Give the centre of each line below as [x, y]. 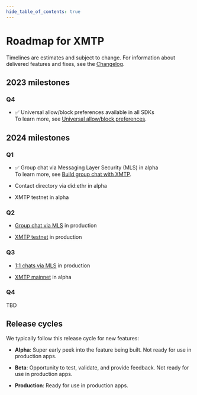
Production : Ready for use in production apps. [71, 385]
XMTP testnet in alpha [42, 197]
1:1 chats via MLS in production [52, 266]
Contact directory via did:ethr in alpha [61, 185]
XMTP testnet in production [48, 237]
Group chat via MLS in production [56, 226]
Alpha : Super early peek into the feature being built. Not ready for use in [103, 350]
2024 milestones [38, 138]
